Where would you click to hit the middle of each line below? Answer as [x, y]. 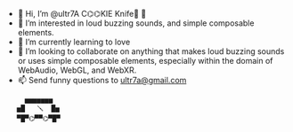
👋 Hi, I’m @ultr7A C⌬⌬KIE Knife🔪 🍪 [82, 14]
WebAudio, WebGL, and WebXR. [77, 70]
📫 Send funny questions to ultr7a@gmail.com [102, 80]
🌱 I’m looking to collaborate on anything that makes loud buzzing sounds [151, 51]
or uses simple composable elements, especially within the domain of [145, 61]
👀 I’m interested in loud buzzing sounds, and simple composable [136, 23]
